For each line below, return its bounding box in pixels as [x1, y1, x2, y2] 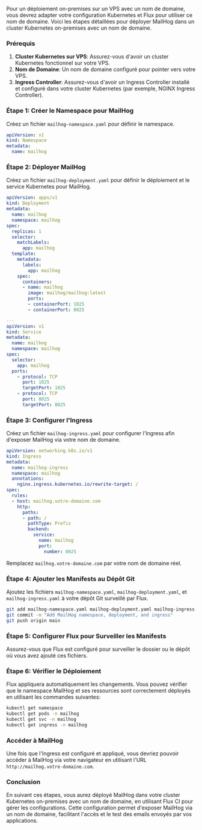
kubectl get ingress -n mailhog [6, 722, 87, 728]
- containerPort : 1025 [28, 301, 85, 307]
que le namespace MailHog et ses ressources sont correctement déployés [6, 687, 191, 694]
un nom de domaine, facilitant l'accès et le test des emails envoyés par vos [6, 811, 192, 818]
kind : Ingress [6, 453, 42, 459]
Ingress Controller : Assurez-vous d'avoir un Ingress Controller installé [14, 78, 190, 86]
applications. [6, 817, 38, 825]
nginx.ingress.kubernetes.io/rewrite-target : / [17, 482, 138, 488]
